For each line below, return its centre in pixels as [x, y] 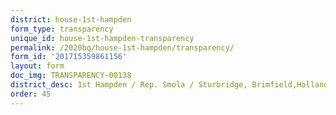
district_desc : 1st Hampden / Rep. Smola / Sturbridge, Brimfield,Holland [169, 85]
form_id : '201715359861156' [69, 57]
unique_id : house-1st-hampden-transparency [102, 38]
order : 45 [31, 94]
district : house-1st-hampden [71, 19]
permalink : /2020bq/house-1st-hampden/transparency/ [122, 47]
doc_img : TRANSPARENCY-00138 [71, 76]
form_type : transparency [62, 29]
